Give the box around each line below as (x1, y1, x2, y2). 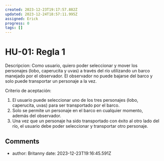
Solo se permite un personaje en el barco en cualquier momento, (12, 108, 143, 114)
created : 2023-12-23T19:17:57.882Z (5, 7, 78, 12)
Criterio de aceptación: (5, 88, 51, 93)
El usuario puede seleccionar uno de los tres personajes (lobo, (12, 97, 139, 103)
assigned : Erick (5, 16, 38, 21)
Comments (5, 138, 40, 146)
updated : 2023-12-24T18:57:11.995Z (5, 12, 78, 17)
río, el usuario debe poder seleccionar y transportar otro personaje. (12, 123, 148, 129)
